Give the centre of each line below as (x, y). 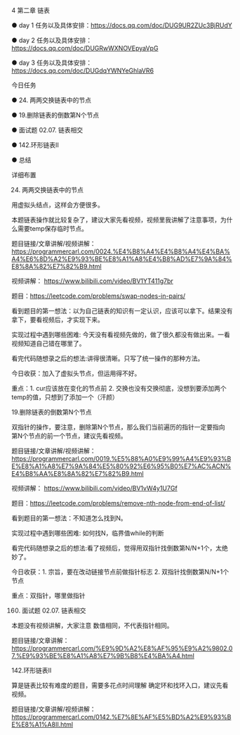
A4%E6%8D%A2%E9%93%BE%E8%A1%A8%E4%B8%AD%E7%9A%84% (122, 259)
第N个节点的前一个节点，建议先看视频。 (69, 436)
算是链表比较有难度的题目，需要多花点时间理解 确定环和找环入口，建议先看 (120, 685)
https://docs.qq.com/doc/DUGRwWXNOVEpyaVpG (85, 48)
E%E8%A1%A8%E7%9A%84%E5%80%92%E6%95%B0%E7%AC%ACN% (121, 466)
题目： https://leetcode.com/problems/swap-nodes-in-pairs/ (99, 296)
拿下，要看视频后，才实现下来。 (58, 320)
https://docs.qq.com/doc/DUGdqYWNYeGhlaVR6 (82, 70)
